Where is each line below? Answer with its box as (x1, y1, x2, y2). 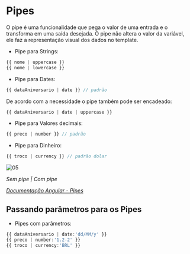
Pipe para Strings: (14, 47, 59, 54)
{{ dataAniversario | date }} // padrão (6, 87, 108, 93)
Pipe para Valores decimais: (14, 120, 83, 127)
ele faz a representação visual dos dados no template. (6, 36, 139, 43)
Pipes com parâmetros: (14, 220, 72, 227)
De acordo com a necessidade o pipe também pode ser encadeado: (6, 98, 172, 105)
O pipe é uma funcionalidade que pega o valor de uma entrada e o (6, 24, 168, 31)
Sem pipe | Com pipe (6, 176, 57, 183)
